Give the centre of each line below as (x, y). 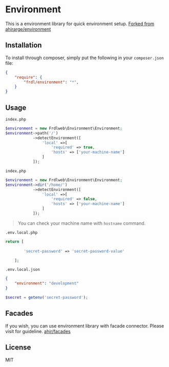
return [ (15, 242)
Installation (24, 45)
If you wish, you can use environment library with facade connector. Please (85, 326)
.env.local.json (23, 270)
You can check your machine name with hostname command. (82, 223)
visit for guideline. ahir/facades (38, 331)
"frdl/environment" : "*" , (51, 82)
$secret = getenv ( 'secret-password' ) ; (47, 298)
